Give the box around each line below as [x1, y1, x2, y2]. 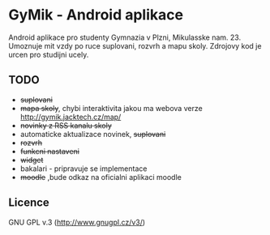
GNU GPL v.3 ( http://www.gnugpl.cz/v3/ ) [8, 217, 146, 227]
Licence [8, 196, 50, 210]
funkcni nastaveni [19, 146, 79, 156]
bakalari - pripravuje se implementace [19, 164, 148, 173]
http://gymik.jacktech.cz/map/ [19, 112, 122, 122]
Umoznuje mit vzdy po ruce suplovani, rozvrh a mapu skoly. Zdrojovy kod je [8, 41, 262, 50]
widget [19, 155, 44, 164]
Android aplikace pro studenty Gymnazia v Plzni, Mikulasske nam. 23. [8, 32, 242, 42]
